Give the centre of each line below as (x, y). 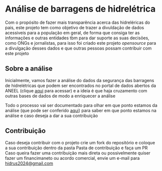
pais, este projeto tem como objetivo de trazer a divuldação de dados (75, 27)
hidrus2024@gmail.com (29, 163)
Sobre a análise (29, 69)
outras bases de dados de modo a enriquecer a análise (60, 96)
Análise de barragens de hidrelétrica (80, 9)
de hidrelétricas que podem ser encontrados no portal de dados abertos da (81, 85)
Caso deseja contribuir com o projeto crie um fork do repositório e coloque (80, 142)
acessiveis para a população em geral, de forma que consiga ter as (72, 33)
